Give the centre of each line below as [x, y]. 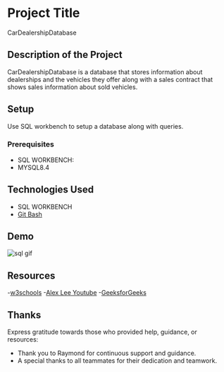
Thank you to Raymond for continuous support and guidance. [107, 353]
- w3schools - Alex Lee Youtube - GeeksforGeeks [77, 293]
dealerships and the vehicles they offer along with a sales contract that [110, 79]
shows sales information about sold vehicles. [73, 87]
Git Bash [30, 214]
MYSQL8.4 [33, 167]
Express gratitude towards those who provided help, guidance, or [102, 332]
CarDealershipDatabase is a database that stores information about [105, 71]
